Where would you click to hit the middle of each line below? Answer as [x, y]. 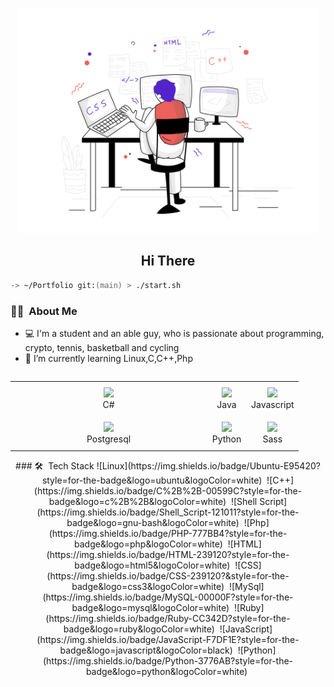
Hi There [168, 261]
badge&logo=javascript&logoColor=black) [146, 650]
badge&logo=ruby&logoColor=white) [139, 629]
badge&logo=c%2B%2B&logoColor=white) [137, 502]
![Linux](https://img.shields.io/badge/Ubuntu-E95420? [208, 466]
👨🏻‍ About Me [44, 311]
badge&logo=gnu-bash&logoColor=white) [153, 523]
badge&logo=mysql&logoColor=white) [150, 608]
